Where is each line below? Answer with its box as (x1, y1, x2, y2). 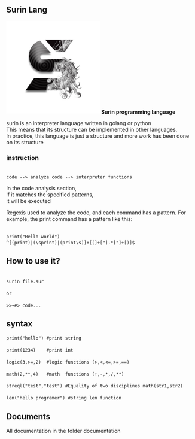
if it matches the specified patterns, (6, 191, 94, 198)
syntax (6, 319, 33, 329)
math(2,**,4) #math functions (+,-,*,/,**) (6, 371, 124, 377)
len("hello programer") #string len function (6, 395, 121, 401)
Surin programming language (100, 108, 176, 116)
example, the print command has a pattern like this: (6, 215, 133, 222)
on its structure (6, 139, 44, 146)
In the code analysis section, (6, 184, 77, 192)
